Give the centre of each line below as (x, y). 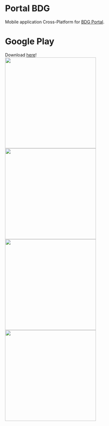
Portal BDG (27, 8)
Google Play (30, 41)
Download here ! (21, 55)
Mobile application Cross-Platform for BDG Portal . (55, 22)
